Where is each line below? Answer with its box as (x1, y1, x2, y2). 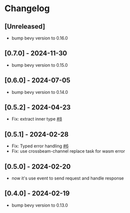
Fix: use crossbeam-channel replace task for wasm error (11, 148, 125, 154)
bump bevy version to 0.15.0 (11, 62, 68, 68)
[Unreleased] (4, 22, 46, 31)
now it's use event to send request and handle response (11, 176, 124, 181)
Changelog (4, 3, 50, 14)
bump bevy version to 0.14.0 (11, 89, 68, 95)
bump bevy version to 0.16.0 (11, 35, 68, 41)
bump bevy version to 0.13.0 (11, 202, 68, 208)
